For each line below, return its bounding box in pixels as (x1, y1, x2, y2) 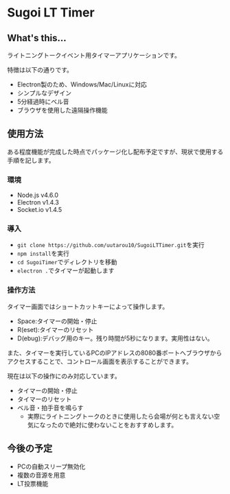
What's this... (7, 32, 67, 44)
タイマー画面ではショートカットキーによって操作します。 (7, 302, 169, 310)
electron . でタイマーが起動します (16, 266, 115, 275)
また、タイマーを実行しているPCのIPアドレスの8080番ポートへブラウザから (7, 349, 222, 357)
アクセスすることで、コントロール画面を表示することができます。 (7, 357, 192, 365)
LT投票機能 (16, 479, 49, 488)
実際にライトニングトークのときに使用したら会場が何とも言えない (27, 412, 214, 420)
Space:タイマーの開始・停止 (16, 317, 97, 325)
